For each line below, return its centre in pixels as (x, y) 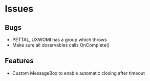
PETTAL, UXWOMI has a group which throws (59, 39)
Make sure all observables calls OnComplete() (61, 45)
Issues (19, 9)
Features (19, 61)
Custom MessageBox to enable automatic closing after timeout (79, 73)
